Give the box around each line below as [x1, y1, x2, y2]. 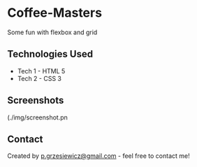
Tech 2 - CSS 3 [17, 74, 61, 82]
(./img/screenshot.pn [7, 113, 68, 122]
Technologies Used [7, 48, 93, 60]
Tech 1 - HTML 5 [17, 66, 66, 75]
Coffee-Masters [7, 5, 103, 21]
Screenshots [7, 94, 64, 106]
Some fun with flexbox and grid [7, 28, 98, 36]
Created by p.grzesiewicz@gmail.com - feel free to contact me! [7, 152, 190, 160]
